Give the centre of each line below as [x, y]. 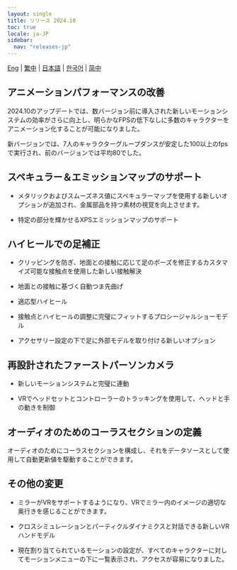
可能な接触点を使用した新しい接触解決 [86, 271]
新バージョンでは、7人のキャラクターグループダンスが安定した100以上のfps [118, 143]
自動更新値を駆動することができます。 [81, 459]
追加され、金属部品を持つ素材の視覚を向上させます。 [126, 204]
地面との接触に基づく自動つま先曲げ [70, 286]
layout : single [30, 14]
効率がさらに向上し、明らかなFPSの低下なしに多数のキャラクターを [131, 120]
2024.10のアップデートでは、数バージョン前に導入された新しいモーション [115, 111]
